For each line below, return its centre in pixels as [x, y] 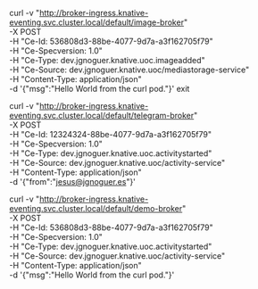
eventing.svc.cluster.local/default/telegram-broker [102, 116]
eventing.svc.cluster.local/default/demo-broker [96, 208]
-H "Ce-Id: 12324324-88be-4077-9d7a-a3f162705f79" [111, 134]
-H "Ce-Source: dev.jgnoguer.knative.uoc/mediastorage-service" [129, 70]
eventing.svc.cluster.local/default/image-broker [97, 22]
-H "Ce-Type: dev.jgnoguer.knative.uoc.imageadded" [107, 60]
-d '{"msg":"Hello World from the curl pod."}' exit [100, 89]
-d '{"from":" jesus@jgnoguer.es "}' [73, 182]
